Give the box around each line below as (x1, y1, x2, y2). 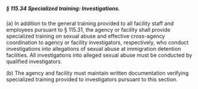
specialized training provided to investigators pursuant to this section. (6, 75, 178, 83)
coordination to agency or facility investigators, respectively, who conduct (6, 39, 189, 46)
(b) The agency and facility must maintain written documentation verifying (6, 69, 189, 76)
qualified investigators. (6, 57, 63, 65)
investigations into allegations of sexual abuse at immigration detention (6, 45, 181, 52)
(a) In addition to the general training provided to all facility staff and (6, 20, 174, 27)
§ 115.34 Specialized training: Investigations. (6, 5, 120, 12)
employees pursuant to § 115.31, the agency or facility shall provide (6, 26, 170, 33)
